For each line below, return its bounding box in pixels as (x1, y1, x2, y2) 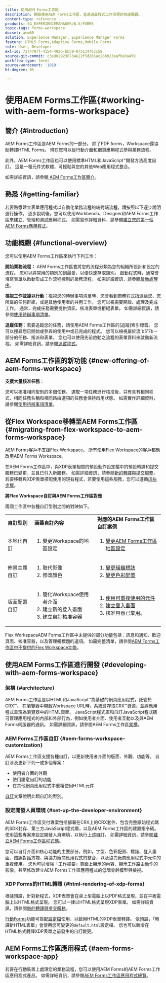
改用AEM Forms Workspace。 (5, 453, 66, 459)
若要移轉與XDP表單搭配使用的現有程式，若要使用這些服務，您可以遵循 (5, 476, 148, 482)
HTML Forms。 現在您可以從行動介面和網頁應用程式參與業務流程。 (18, 147, 154, 153)
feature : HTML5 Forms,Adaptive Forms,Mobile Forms (5, 40, 112, 45)
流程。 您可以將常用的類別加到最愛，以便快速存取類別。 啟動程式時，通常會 (5, 269, 159, 276)
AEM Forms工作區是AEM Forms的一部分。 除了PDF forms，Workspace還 (5, 141, 155, 147)
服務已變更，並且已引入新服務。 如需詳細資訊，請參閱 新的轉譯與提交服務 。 (5, 470, 158, 476)
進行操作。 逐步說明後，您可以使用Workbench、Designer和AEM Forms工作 (5, 210, 159, 216)
